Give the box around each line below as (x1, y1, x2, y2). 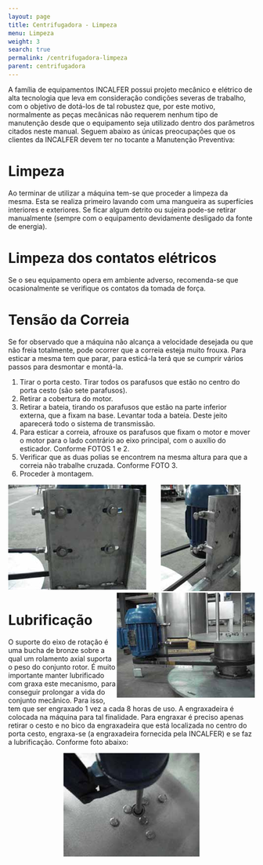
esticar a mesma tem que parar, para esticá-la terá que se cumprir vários (8, 353, 244, 363)
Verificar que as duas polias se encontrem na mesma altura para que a (19, 452, 248, 462)
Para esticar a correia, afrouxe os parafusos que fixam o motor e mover (19, 427, 250, 436)
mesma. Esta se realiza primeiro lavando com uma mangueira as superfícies (8, 196, 254, 206)
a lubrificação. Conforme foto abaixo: (8, 737, 129, 746)
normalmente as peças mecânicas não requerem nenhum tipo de (8, 110, 218, 119)
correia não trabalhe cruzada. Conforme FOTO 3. (19, 460, 178, 470)
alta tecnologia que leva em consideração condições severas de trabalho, (8, 93, 247, 102)
